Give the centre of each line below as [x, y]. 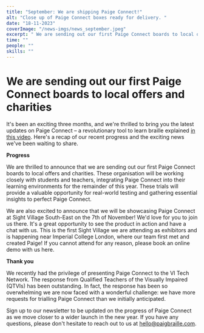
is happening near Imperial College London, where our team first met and [98, 237]
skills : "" [20, 52]
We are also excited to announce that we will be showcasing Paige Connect [101, 210]
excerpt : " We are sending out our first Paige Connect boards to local [100, 35]
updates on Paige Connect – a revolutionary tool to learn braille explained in [101, 130]
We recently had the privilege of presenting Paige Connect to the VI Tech [98, 273]
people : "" [20, 46]
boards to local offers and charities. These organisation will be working [95, 173]
